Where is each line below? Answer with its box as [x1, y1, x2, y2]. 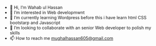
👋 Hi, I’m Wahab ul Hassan [9, 5, 63, 10]
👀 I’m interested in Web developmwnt [9, 10, 85, 15]
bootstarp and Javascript [9, 20, 60, 25]
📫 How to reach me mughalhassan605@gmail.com [9, 35, 114, 41]
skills [9, 30, 20, 35]
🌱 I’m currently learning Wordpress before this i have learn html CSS [9, 15, 147, 20]
